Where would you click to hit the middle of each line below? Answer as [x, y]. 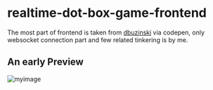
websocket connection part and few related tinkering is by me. [98, 39]
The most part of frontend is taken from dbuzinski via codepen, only [106, 32]
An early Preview [46, 62]
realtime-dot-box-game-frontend [107, 13]
